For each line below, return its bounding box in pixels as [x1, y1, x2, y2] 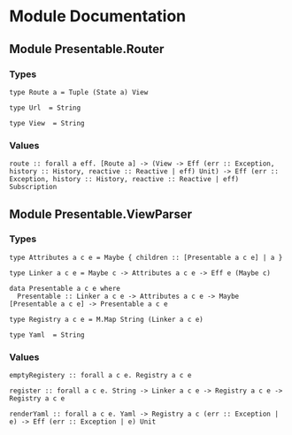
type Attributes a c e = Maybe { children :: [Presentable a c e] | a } [9, 253, 283, 262]
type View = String [9, 118, 86, 127]
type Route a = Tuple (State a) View [9, 88, 149, 96]
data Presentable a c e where [9, 284, 121, 293]
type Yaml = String [9, 330, 86, 340]
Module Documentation [9, 6, 187, 27]
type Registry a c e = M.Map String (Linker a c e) [9, 315, 204, 324]
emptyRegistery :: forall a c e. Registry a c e [9, 371, 192, 380]
